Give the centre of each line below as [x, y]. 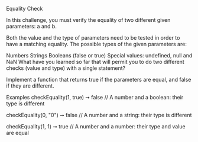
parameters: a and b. [32, 26]
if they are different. [30, 86]
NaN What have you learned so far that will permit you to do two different [95, 62]
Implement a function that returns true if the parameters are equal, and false [99, 80]
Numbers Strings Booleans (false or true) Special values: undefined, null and [99, 55]
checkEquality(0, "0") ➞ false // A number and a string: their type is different [99, 115]
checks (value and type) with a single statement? [66, 68]
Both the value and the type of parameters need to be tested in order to [93, 38]
